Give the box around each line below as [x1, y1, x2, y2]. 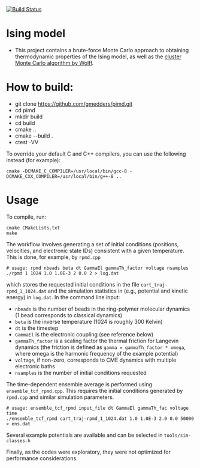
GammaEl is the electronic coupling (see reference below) [14, 330, 154, 338]
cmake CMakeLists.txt [6, 225, 60, 231]
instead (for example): [6, 156, 61, 163]
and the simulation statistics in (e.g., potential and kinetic [47, 287, 189, 294]
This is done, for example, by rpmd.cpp [6, 253, 101, 261]
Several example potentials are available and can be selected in [6, 431, 163, 439]
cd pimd [14, 106, 36, 114]
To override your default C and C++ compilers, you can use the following [6, 150, 186, 157]
